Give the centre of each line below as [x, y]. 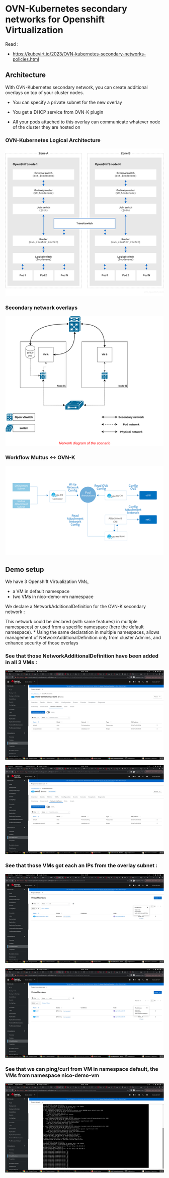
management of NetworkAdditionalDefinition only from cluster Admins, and [83, 638]
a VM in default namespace [41, 592]
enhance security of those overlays [42, 643]
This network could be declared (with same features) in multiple [71, 622]
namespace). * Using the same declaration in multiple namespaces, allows [82, 632]
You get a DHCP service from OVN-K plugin [58, 112]
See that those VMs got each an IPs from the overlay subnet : [81, 865]
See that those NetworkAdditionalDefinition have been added [82, 656]
